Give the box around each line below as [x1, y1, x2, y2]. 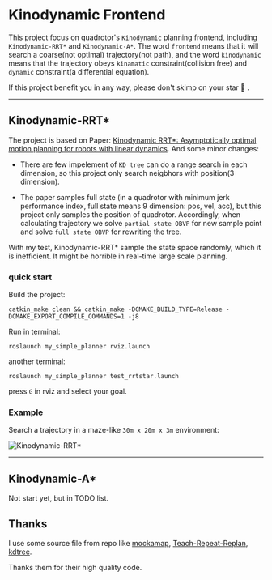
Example [8, 407, 44, 418]
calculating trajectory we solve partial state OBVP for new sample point [19, 218, 262, 228]
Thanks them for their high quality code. [8, 562, 142, 572]
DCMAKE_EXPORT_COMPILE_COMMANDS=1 [8, 313, 125, 321]
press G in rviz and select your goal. [8, 386, 127, 396]
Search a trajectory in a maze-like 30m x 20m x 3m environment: [8, 425, 220, 435]
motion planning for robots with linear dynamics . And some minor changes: [8, 143, 259, 153]
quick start [8, 271, 53, 283]
